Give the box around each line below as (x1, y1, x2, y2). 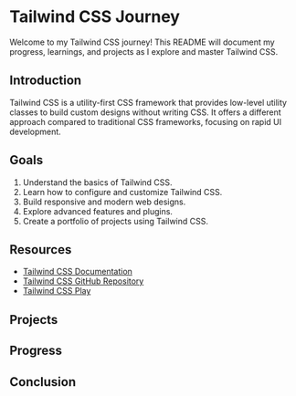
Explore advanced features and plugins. (22, 205, 174, 216)
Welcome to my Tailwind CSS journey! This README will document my (9, 36, 276, 47)
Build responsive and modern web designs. (22, 196, 186, 207)
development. (9, 126, 61, 137)
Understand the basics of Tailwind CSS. (22, 176, 173, 188)
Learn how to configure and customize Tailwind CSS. (22, 186, 223, 197)
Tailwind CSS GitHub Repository (22, 276, 144, 287)
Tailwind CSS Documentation (22, 266, 132, 277)
